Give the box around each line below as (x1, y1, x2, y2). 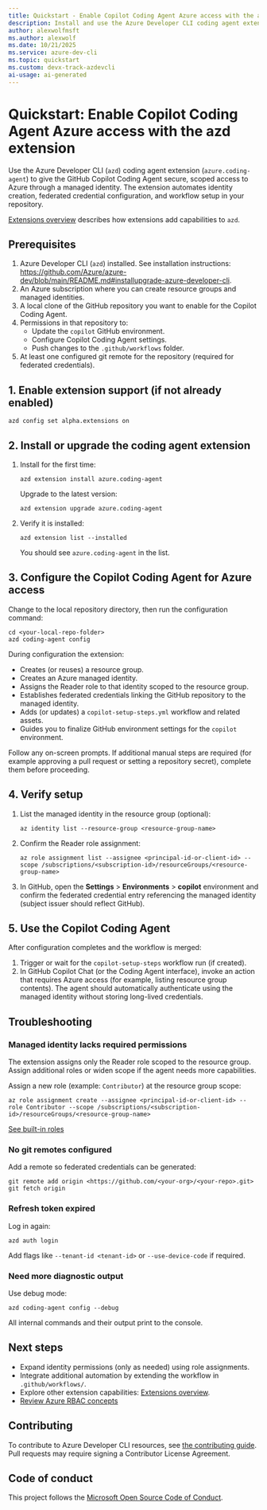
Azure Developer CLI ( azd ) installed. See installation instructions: (19, 259, 231, 268)
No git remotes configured (8, 1144, 113, 1156)
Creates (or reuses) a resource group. (19, 664, 145, 674)
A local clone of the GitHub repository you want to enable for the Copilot (19, 301, 257, 311)
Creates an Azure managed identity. (19, 673, 138, 683)
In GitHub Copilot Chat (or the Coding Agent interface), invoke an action (19, 967, 256, 976)
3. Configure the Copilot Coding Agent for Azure (8, 571, 252, 585)
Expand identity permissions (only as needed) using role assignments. (19, 1362, 250, 1371)
